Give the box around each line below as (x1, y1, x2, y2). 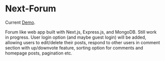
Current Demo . (5, 19, 36, 25)
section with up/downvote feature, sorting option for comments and (5, 45, 144, 51)
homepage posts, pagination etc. (5, 50, 73, 56)
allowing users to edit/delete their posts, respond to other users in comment (5, 39, 160, 45)
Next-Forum (5, 3, 56, 14)
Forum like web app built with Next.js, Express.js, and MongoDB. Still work (5, 29, 157, 35)
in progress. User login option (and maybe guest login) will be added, (5, 34, 147, 40)
